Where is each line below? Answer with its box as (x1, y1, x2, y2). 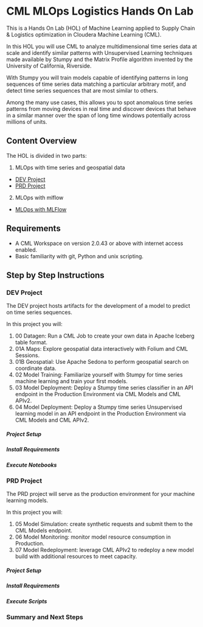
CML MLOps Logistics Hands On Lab (6, 4, 194, 18)
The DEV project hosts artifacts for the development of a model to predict (6, 302, 190, 310)
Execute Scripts (6, 597, 47, 604)
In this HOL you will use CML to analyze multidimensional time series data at (6, 43, 198, 50)
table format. (15, 339, 47, 346)
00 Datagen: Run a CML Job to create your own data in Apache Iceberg (15, 332, 194, 339)
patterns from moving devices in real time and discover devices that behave (6, 105, 196, 112)
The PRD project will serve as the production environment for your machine (6, 491, 195, 498)
